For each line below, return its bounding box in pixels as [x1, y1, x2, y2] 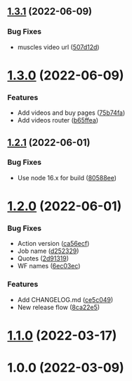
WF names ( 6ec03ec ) [17, 262, 81, 270]
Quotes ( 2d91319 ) [17, 254, 69, 263]
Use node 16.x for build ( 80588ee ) [17, 173, 117, 182]
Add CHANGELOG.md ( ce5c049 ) [17, 295, 114, 304]
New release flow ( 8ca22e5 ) [17, 303, 100, 311]
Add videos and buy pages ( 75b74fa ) [17, 108, 126, 117]
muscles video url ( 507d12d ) [17, 42, 100, 51]
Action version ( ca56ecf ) [17, 239, 90, 248]
